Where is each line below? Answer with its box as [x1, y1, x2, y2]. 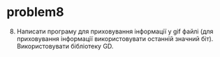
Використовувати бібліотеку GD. [16, 42, 114, 50]
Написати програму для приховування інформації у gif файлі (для [16, 27, 214, 35]
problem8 [6, 4, 64, 20]
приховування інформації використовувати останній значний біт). [16, 34, 214, 42]
